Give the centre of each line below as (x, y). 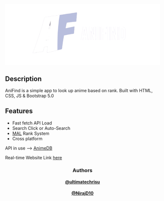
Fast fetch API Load (32, 123)
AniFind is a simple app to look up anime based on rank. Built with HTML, (79, 90)
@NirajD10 (82, 193)
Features (19, 111)
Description (23, 79)
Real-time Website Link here (34, 157)
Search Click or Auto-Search (41, 128)
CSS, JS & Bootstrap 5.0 (29, 96)
